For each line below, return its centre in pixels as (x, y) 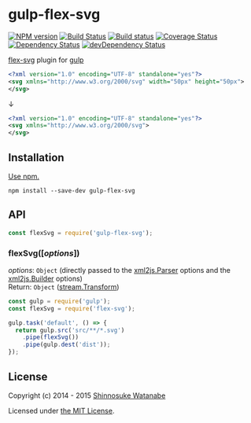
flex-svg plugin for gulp (46, 60)
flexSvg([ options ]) (44, 253)
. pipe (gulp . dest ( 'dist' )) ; (66, 345)
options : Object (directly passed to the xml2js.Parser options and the (119, 270)
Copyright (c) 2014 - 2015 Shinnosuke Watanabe (87, 395)
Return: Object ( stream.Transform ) (64, 287)
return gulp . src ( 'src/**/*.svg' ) (70, 330)
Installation (36, 158)
